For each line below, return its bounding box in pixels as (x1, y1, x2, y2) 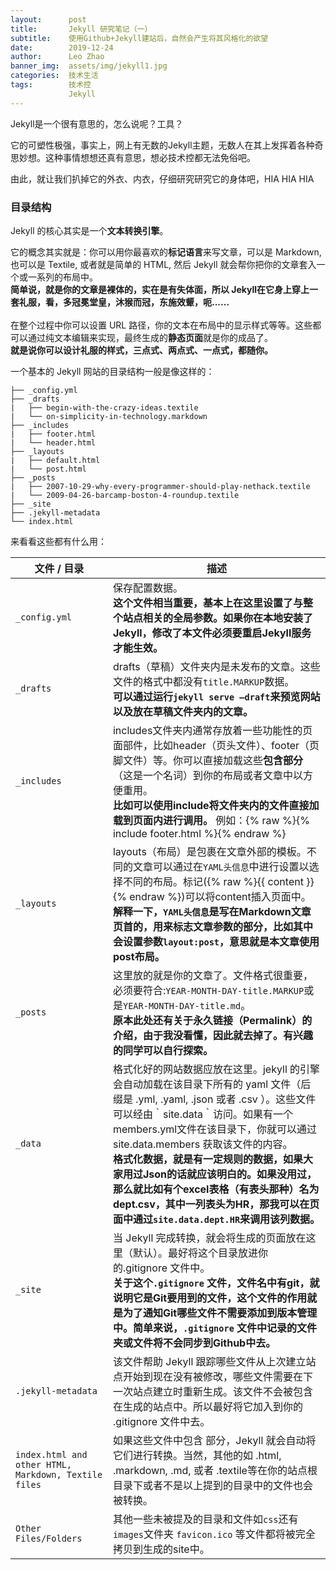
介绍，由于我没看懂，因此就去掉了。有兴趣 (112, 1028, 313, 1042)
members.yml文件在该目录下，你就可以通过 (112, 1122, 318, 1136)
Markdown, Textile (15, 1469, 103, 1480)
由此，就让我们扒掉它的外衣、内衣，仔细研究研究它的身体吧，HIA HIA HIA (10, 172, 315, 185)
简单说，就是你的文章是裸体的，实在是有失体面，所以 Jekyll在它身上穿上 (10, 283, 310, 295)
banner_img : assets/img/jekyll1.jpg (10, 61, 168, 71)
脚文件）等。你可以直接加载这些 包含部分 (112, 753, 303, 767)
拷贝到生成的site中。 (112, 1542, 210, 1556)
